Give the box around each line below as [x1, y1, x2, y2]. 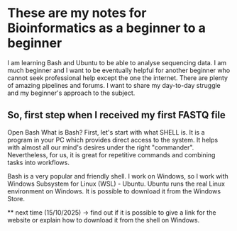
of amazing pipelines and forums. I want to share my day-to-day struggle [7, 81, 221, 89]
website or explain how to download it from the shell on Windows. [7, 215, 200, 224]
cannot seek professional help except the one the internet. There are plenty [7, 73, 228, 82]
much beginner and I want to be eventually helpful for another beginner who [7, 66, 231, 74]
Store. [7, 194, 26, 203]
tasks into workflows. [7, 158, 70, 167]
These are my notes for [7, 5, 147, 21]
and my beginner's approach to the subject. [7, 89, 136, 97]
